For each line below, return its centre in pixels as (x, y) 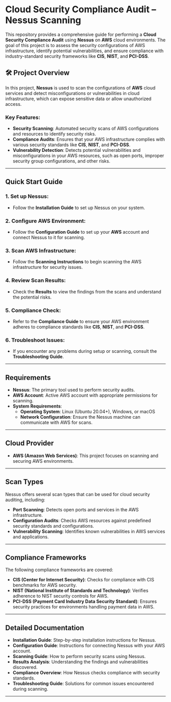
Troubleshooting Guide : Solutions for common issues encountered (83, 684)
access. (13, 104)
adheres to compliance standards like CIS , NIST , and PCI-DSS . (79, 327)
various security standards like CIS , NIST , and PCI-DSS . (72, 145)
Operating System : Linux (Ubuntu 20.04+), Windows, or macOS (88, 412)
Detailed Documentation (45, 628)
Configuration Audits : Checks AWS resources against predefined (82, 520)
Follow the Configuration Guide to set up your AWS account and (81, 232)
